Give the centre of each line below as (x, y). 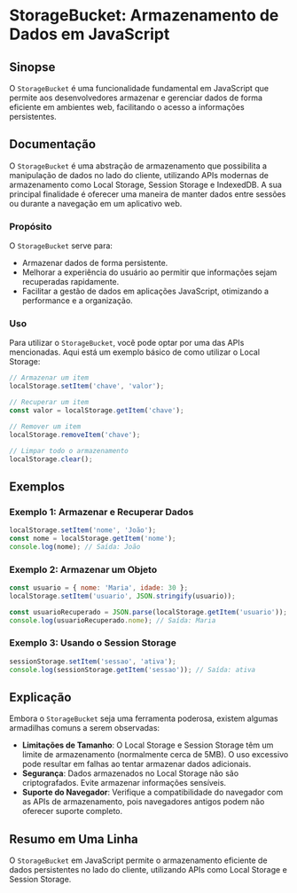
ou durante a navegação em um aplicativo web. (96, 203)
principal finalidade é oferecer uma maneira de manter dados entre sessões (148, 194)
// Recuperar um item (49, 403)
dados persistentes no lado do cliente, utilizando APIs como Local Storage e (148, 870)
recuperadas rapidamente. (70, 282)
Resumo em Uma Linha (74, 839)
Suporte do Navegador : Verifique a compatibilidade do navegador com (152, 792)
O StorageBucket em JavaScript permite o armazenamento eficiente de (138, 860)
